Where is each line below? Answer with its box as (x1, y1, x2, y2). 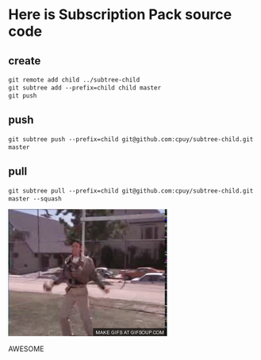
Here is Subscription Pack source (8, 6, 232, 24)
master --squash (8, 194, 62, 203)
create (8, 54, 41, 67)
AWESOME (8, 343, 44, 354)
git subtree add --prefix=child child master (8, 84, 161, 92)
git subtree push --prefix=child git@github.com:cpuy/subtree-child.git (8, 135, 254, 144)
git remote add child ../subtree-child (8, 76, 140, 84)
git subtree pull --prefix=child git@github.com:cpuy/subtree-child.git (8, 186, 254, 195)
